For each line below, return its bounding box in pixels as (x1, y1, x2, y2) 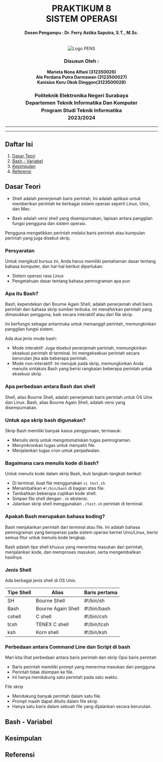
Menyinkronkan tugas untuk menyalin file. (12, 443, 96, 448)
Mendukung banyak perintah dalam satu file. (12, 693, 102, 699)
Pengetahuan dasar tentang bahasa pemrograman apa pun (12, 278, 130, 284)
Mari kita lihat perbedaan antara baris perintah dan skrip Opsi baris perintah (5, 654, 157, 660)
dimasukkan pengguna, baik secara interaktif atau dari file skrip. (5, 312, 133, 317)
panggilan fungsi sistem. (5, 326, 54, 332)
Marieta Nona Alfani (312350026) (47, 69, 116, 74)
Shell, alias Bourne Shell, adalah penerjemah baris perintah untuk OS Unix (5, 394, 153, 400)
